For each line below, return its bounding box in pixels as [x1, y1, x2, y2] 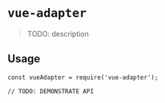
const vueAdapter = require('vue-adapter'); [7, 73, 159, 81]
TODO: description [26, 29, 90, 38]
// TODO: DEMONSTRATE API [7, 87, 94, 95]
